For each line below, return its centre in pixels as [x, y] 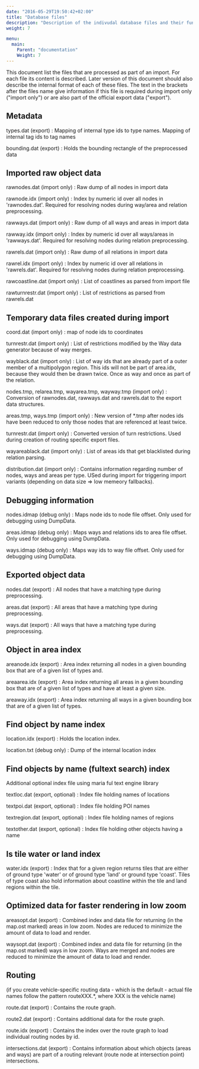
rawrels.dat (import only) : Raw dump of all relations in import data [87, 252]
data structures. [25, 404]
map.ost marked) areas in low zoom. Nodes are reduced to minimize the [94, 926]
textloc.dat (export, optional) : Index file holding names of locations [88, 795]
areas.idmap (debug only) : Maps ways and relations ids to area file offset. [97, 532]
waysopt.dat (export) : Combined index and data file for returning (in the [94, 944]
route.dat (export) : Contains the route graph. [61, 1007]
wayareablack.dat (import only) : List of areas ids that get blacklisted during [98, 452]
